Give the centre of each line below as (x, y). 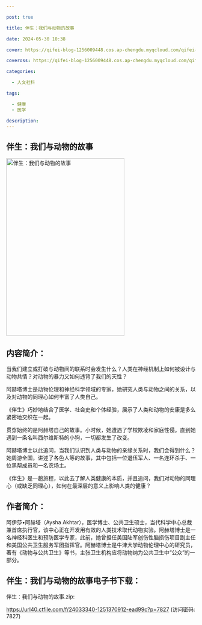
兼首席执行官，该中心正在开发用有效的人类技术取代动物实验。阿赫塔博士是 (98, 530)
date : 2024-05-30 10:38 (36, 39)
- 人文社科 (23, 83)
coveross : (19, 61)
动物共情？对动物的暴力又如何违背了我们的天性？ (67, 376)
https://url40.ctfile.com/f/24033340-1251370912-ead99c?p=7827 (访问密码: (101, 609)
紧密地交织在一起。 (30, 417)
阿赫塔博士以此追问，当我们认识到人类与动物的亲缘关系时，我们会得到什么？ (101, 450)
